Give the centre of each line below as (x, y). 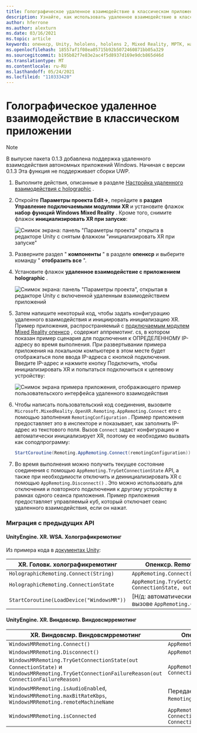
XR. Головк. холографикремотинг (67, 564)
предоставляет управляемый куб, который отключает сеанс (91, 501)
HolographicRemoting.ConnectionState (62, 585)
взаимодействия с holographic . (54, 189)
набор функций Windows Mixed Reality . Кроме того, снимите (93, 213)
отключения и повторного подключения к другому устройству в (96, 489)
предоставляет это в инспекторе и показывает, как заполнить (93, 423)
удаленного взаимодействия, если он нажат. (71, 507)
